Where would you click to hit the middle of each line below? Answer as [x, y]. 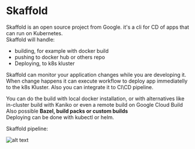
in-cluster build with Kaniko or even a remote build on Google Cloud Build [95, 104]
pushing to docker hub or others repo [60, 57]
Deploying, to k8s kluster [45, 63]
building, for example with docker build [61, 50]
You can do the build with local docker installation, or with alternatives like [95, 99]
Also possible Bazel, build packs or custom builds [67, 111]
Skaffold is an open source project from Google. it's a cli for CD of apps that [97, 27]
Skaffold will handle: [30, 39]
